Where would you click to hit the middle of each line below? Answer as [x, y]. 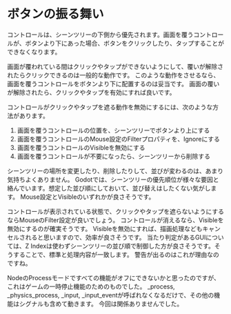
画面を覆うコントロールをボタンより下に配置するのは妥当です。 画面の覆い [113, 84]
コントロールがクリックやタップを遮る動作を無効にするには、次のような [110, 107]
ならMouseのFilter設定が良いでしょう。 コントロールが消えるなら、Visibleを [115, 220]
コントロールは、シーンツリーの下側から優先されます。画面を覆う [100, 35]
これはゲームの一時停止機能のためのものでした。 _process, [91, 286]
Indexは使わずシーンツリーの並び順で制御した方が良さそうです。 [123, 246]
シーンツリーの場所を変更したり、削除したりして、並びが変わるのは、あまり [115, 170]
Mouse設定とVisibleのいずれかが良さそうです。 [88, 197]
